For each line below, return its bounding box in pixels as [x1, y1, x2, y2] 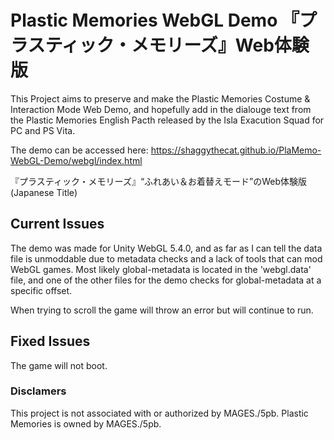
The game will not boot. [10, 359, 108, 371]
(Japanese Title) [10, 186, 78, 198]
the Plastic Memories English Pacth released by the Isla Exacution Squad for [10, 114, 325, 126]
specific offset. [10, 284, 73, 296]
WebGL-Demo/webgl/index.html [10, 154, 143, 166]
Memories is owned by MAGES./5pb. [10, 417, 162, 430]
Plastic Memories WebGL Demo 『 [10, 9, 300, 32]
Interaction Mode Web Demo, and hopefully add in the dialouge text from [10, 103, 312, 115]
